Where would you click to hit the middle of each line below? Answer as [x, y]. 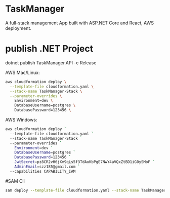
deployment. [18, 28]
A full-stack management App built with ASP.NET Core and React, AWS [80, 23]
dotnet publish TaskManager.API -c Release [51, 63]
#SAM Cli [15, 181]
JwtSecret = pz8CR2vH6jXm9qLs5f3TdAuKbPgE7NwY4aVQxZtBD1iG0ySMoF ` [85, 162]
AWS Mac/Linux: [23, 72]
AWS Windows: [21, 120]
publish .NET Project [49, 49]
